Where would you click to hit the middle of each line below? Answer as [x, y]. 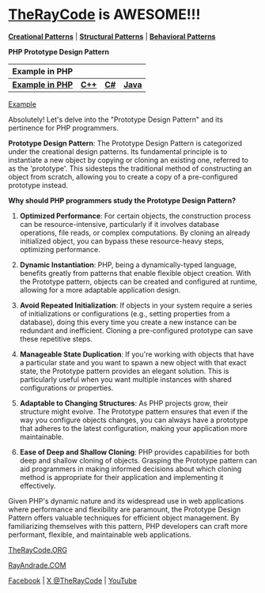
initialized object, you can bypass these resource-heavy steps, [121, 241]
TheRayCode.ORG [38, 550]
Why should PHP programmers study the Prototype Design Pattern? [122, 200]
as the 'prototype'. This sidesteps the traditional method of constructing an [130, 168]
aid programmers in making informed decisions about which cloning [131, 469]
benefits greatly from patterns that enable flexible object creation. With [135, 273]
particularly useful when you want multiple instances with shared [125, 379]
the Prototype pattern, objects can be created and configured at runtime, [138, 281]
